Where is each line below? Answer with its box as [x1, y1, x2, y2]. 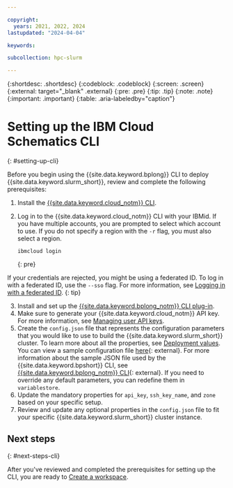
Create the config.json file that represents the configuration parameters [17, 324, 225, 333]
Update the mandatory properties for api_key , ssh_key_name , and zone [17, 391, 216, 399]
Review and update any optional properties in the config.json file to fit [17, 406, 219, 414]
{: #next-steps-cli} [7, 451, 61, 460]
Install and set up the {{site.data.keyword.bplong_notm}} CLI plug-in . [17, 302, 215, 310]
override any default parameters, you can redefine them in [17, 376, 185, 384]
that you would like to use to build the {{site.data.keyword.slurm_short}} [17, 332, 223, 340]
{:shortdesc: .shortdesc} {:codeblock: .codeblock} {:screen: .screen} [7, 79, 204, 88]
